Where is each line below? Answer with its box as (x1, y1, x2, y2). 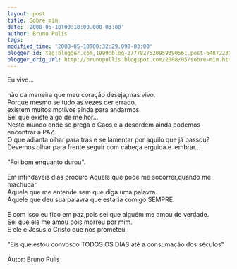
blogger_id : (7, 50, 42, 57)
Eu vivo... (7, 75, 34, 84)
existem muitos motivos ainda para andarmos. (7, 105, 141, 113)
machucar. (7, 180, 39, 189)
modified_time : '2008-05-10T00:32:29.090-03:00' (7, 43, 153, 50)
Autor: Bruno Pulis (7, 255, 60, 263)
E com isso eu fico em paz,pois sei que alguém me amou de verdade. (7, 210, 209, 218)
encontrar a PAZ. (7, 127, 56, 136)
